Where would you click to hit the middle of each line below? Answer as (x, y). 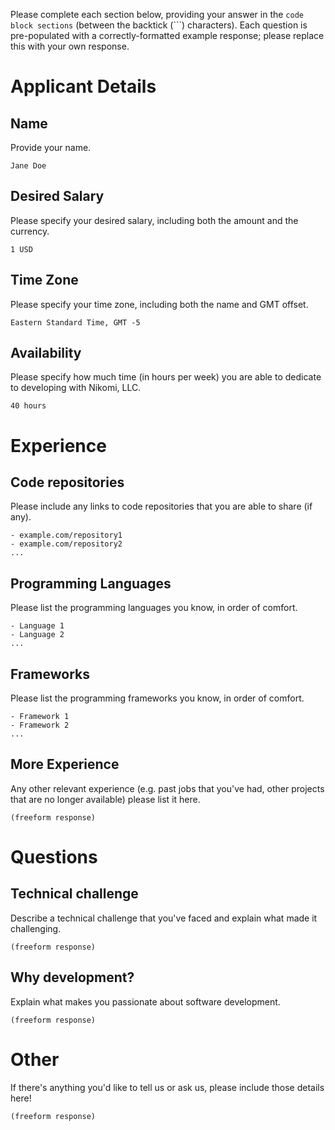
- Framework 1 (40, 717)
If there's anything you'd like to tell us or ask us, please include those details (167, 1087)
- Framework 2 (40, 725)
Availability (46, 353)
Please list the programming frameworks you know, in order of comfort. (157, 698)
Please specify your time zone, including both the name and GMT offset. (159, 304)
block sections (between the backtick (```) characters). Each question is (159, 25)
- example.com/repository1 (66, 535)
